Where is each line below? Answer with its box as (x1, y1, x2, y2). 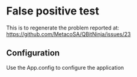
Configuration (6, 48, 60, 58)
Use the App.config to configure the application (6, 64, 124, 71)
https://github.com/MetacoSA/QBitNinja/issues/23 (6, 30, 131, 37)
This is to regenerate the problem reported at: (6, 24, 120, 31)
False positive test (6, 4, 99, 18)
